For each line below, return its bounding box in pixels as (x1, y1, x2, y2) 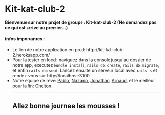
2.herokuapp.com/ (12, 52, 50, 58)
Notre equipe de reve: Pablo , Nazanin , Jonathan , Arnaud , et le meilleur (12, 78, 156, 84)
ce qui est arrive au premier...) (5, 24, 68, 30)
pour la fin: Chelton (12, 83, 52, 89)
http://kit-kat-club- (86, 47, 125, 53)
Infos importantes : (5, 36, 45, 42)
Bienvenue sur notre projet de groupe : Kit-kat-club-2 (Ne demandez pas (5, 19, 157, 25)
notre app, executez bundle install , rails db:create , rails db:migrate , (12, 62, 160, 68)
